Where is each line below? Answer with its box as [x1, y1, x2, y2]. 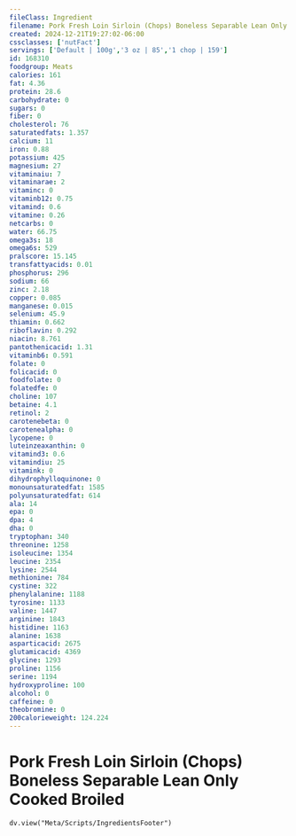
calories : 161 [9, 71, 62, 80]
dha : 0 [9, 524, 34, 533]
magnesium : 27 [9, 161, 62, 170]
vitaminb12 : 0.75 [9, 194, 74, 204]
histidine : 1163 [9, 622, 69, 632]
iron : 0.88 [9, 145, 50, 153]
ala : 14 [9, 499, 38, 508]
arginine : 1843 [9, 614, 66, 623]
